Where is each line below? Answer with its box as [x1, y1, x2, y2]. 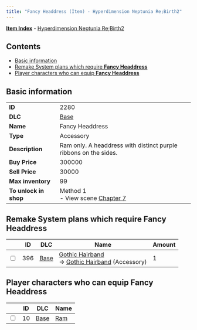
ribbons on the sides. [59, 149, 118, 157]
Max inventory [9, 177, 51, 185]
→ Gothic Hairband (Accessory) [59, 258, 147, 266]
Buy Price [9, 158, 37, 166]
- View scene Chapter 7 [59, 194, 127, 202]
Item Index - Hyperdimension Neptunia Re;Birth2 [6, 25, 124, 32]
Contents [6, 42, 41, 52]
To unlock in [9, 187, 44, 195]
